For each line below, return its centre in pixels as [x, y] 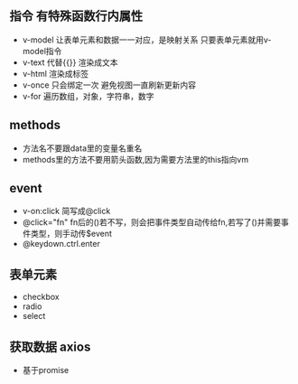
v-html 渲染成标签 [56, 73]
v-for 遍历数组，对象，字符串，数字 [88, 96]
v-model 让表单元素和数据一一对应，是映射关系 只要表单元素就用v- [147, 40]
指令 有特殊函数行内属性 [76, 16]
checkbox [41, 297]
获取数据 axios [50, 347]
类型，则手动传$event [71, 234]
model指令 [42, 51]
